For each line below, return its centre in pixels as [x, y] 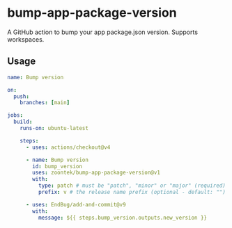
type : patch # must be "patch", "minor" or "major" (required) [132, 186]
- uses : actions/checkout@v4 [68, 147]
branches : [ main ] [45, 103]
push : [22, 96]
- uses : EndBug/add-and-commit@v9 [76, 204]
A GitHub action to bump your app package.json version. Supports [103, 32]
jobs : [15, 115]
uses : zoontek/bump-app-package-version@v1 [96, 173]
